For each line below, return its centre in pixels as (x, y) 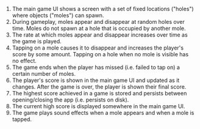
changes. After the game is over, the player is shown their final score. (99, 87)
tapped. (22, 119)
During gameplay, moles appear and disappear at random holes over (98, 22)
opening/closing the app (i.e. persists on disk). (70, 100)
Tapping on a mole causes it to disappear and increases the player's (98, 48)
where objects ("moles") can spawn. (58, 15)
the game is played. (37, 41)
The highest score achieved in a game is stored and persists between (99, 93)
